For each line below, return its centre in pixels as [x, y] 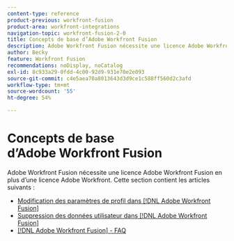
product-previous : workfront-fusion [60, 20]
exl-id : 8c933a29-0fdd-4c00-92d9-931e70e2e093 [76, 72]
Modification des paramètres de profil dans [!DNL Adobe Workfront [114, 201]
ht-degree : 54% [29, 98]
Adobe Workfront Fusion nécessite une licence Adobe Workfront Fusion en [115, 172]
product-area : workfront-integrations [63, 26]
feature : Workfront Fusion [46, 59]
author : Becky [28, 53]
